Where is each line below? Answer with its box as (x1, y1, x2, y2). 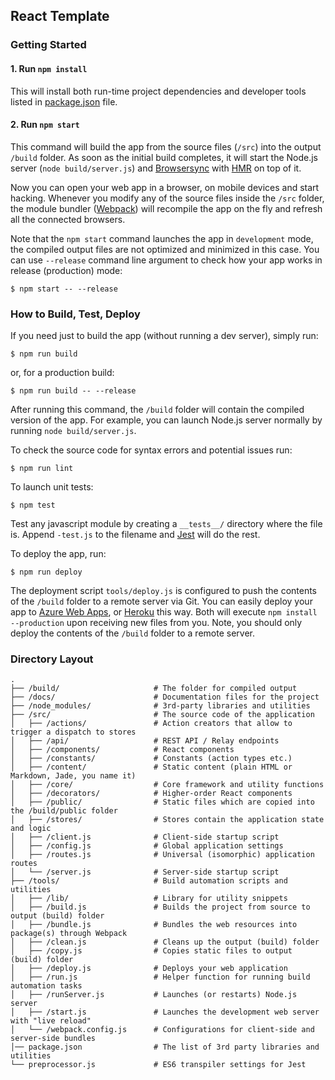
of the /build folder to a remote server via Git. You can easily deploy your (10, 595, 313, 608)
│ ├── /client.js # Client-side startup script (10, 832, 280, 843)
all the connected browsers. (10, 213, 126, 225)
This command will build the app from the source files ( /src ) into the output (10, 140, 322, 153)
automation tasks (10, 981, 83, 991)
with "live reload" (10, 1016, 92, 1026)
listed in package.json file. (10, 95, 118, 108)
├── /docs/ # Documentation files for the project (10, 692, 320, 703)
